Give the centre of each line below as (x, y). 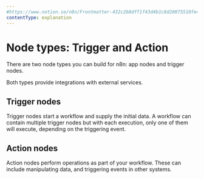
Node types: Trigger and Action (87, 48)
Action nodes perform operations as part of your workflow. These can (94, 163)
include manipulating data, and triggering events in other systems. (89, 169)
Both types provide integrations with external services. (75, 83)
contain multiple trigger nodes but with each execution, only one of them (97, 123)
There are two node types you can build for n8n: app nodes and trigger (95, 64)
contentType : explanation (39, 18)
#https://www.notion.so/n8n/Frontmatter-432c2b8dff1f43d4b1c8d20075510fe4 (103, 12)
